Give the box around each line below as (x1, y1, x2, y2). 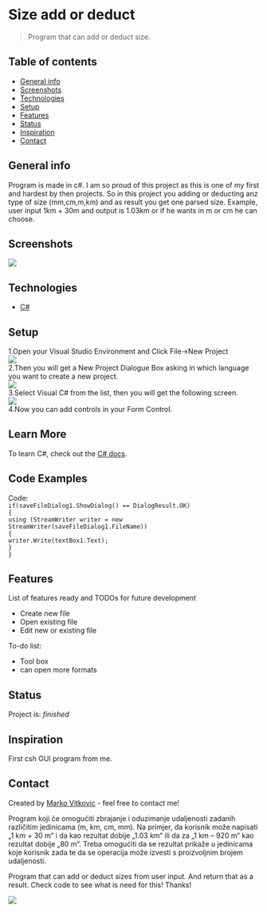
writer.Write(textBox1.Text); (8, 537, 109, 545)
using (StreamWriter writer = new (8, 515, 124, 524)
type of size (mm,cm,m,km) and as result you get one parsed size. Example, (8, 197, 258, 207)
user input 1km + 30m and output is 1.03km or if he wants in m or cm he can (8, 205, 257, 215)
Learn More (8, 427, 67, 441)
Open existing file (19, 617, 78, 627)
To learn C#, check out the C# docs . (8, 449, 128, 458)
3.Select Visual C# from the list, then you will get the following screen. (8, 388, 239, 397)
